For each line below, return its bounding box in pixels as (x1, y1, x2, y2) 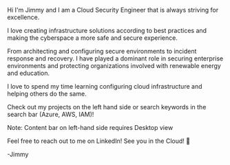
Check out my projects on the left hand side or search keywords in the (7, 103, 207, 111)
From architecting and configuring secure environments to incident (7, 47, 197, 55)
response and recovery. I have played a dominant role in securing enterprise (7, 54, 224, 63)
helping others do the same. (7, 89, 87, 98)
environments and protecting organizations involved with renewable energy (7, 62, 222, 69)
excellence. (7, 13, 40, 21)
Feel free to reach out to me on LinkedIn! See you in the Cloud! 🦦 (7, 137, 191, 145)
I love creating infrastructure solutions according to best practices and (7, 27, 207, 34)
